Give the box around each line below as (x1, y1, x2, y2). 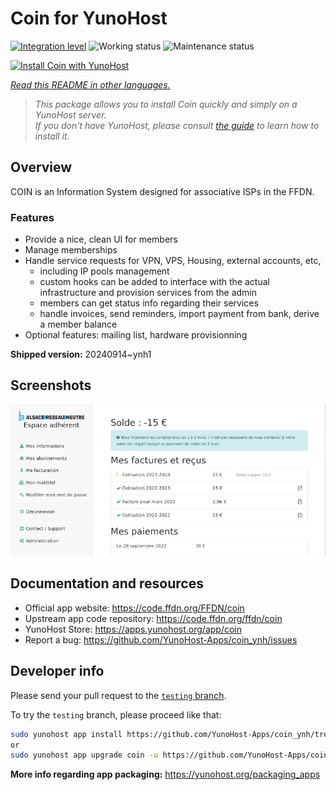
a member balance (39, 318, 118, 331)
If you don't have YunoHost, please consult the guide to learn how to (34, 119, 320, 131)
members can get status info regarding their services (39, 297, 259, 309)
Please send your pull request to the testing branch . (10, 689, 227, 701)
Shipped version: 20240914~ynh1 (10, 348, 152, 361)
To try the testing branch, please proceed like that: (10, 708, 222, 721)
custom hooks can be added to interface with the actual (39, 276, 270, 288)
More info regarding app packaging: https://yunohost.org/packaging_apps (10, 768, 321, 781)
